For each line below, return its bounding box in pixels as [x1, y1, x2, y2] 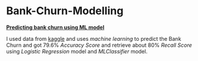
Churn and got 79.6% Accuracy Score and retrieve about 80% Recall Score [6, 41, 193, 49]
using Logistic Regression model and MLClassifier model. [6, 47, 148, 54]
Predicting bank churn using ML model [6, 24, 105, 31]
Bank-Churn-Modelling [6, 4, 124, 18]
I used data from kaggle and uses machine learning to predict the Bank [6, 35, 181, 42]
